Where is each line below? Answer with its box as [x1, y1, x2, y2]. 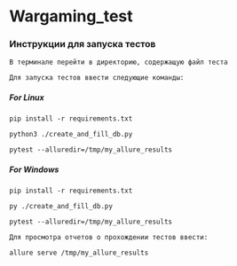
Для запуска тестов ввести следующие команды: [9, 74, 185, 82]
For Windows [9, 164, 59, 175]
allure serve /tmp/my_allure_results [9, 248, 149, 258]
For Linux [9, 92, 44, 103]
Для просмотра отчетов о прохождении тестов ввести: [9, 233, 209, 242]
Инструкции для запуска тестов [9, 38, 156, 51]
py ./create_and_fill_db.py [9, 202, 114, 211]
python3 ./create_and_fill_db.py [9, 130, 133, 139]
